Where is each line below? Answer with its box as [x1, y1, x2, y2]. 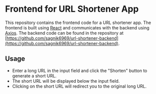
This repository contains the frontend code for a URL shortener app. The [5, 20, 152, 25]
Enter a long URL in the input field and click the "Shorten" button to [12, 68, 148, 73]
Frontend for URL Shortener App [5, 3, 139, 15]
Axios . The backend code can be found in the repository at [5, 30, 124, 36]
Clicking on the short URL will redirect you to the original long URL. [12, 83, 147, 89]
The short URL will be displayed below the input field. [12, 78, 120, 84]
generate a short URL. [12, 72, 57, 79]
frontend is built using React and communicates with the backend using [5, 24, 150, 30]
